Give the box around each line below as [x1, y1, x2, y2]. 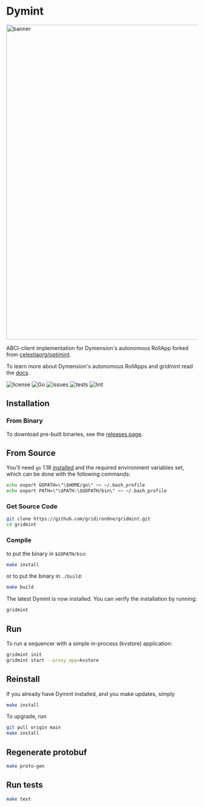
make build [6, 584, 34, 590]
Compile [6, 536, 32, 544]
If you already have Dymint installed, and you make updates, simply [6, 690, 175, 697]
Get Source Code [6, 502, 58, 511]
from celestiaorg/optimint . [6, 351, 72, 358]
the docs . [6, 369, 30, 376]
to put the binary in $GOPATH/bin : [6, 550, 87, 557]
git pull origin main [6, 724, 61, 731]
